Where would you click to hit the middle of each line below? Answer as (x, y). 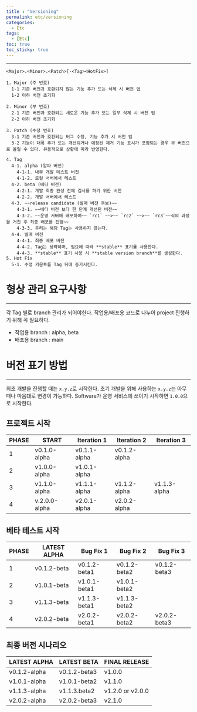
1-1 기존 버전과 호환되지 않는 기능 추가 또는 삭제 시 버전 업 (76, 89)
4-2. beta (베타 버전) (37, 184)
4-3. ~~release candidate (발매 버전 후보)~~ (64, 203)
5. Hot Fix (19, 258)
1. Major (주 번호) (28, 83)
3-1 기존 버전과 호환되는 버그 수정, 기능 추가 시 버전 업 (72, 137)
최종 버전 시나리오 (36, 645)
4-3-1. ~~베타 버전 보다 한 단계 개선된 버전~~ (67, 209)
